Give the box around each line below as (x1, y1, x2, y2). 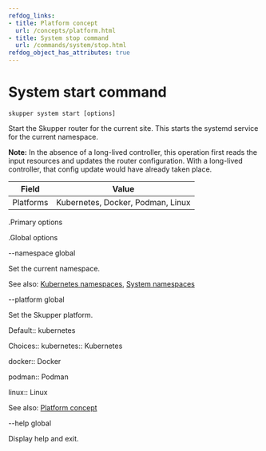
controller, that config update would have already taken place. (8, 164, 212, 174)
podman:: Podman (8, 372, 69, 382)
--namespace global (8, 248, 76, 258)
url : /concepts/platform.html (15, 26, 116, 34)
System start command (8, 83, 167, 101)
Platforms (12, 196, 49, 208)
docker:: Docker (8, 356, 62, 366)
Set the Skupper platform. (8, 310, 93, 319)
